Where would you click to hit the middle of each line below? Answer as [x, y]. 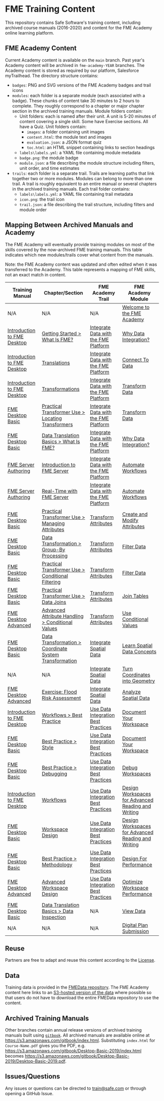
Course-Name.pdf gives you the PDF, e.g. [45, 1046]
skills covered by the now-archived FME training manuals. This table [74, 250]
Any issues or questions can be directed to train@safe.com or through [76, 1088]
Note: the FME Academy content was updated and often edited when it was [81, 264]
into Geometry [138, 681]
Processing [55, 555]
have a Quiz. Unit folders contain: [53, 127]
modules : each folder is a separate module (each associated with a [79, 95]
